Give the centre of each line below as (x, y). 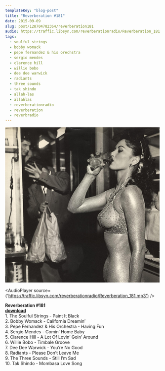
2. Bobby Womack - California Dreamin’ (45, 321)
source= (42, 291)
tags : (11, 37)
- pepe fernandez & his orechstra (45, 52)
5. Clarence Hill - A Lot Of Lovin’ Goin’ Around (52, 337)
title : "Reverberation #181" (35, 16)
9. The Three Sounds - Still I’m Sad (41, 358)
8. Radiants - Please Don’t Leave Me (42, 353)
